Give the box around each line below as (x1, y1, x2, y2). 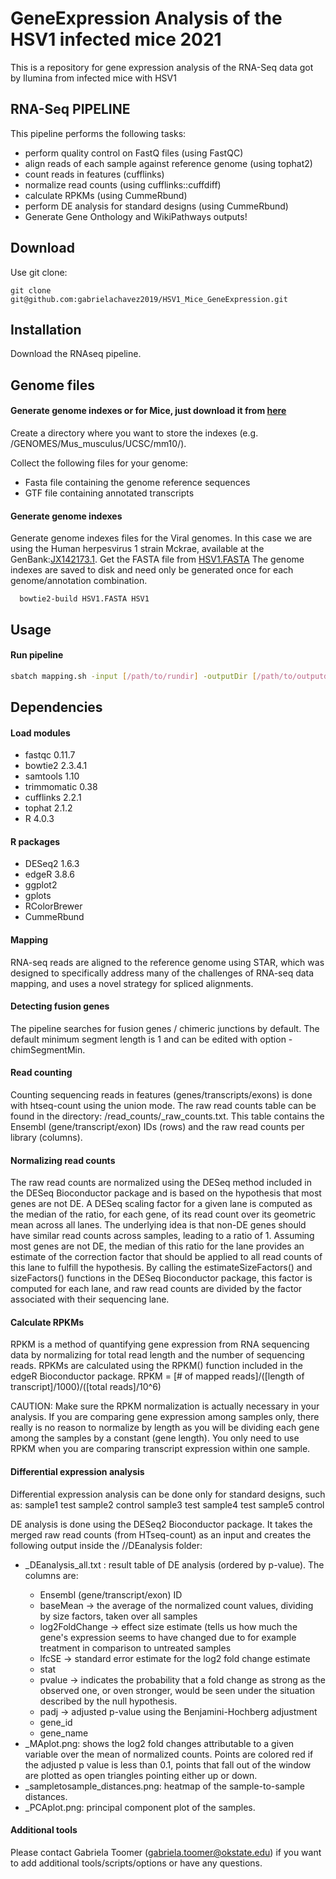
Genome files (10, 377, 96, 394)
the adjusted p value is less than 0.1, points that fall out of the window (24, 1758, 312, 1771)
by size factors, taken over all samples (39, 1610, 198, 1622)
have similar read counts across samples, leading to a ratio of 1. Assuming (10, 1230, 315, 1242)
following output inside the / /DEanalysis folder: (10, 1539, 203, 1551)
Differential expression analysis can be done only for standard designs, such (10, 1488, 326, 1500)
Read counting (10, 1067, 73, 1079)
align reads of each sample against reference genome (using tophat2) (24, 157, 313, 169)
